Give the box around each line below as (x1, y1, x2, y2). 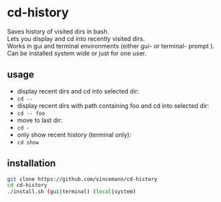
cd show (16, 139, 39, 146)
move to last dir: (16, 116, 63, 124)
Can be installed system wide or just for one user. (7, 49, 147, 57)
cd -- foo (16, 110, 46, 117)
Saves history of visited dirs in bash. (7, 27, 109, 35)
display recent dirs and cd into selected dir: (16, 87, 140, 95)
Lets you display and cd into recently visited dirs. (7, 34, 145, 42)
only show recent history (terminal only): (16, 130, 131, 139)
